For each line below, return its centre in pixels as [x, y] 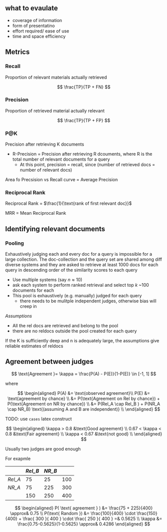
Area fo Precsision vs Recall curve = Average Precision [62, 180]
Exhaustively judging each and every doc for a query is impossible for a [79, 254]
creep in [28, 306]
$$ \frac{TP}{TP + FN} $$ [84, 87]
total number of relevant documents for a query [61, 159]
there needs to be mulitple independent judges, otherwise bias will [88, 301]
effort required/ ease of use [41, 31]
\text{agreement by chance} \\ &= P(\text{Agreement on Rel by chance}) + [84, 398]
